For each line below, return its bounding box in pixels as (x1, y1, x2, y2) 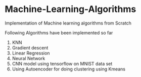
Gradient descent (12, 44, 49, 50)
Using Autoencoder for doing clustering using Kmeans (12, 66, 126, 72)
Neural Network (12, 55, 45, 61)
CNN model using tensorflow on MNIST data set (12, 60, 113, 66)
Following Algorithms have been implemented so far (5, 29, 113, 35)
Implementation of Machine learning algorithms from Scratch (5, 20, 132, 26)
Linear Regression (12, 50, 50, 56)
